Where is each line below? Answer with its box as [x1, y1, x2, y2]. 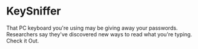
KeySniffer [6, 4, 62, 18]
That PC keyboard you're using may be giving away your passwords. [6, 24, 178, 31]
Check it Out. [6, 37, 39, 44]
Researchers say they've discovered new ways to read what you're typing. [6, 30, 193, 38]
